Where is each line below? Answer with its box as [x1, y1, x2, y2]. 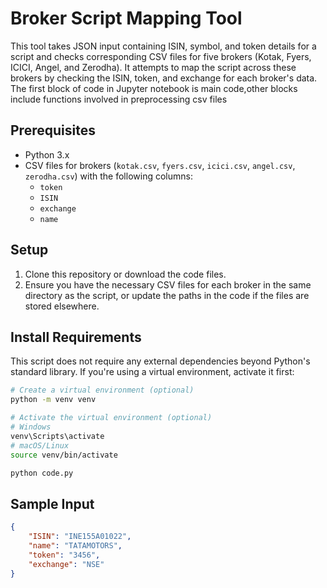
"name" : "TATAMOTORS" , [28, 540, 123, 551]
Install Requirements [10, 328, 142, 346]
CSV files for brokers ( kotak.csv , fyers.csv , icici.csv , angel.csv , [24, 159, 296, 171]
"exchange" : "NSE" [28, 559, 105, 569]
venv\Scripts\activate [10, 431, 105, 441]
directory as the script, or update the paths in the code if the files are [24, 289, 310, 301]
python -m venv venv [10, 395, 97, 405]
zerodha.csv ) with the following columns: [24, 170, 193, 182]
